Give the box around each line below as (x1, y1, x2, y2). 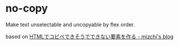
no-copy (5, 2, 48, 15)
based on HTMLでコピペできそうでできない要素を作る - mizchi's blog (5, 33, 174, 40)
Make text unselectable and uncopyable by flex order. (5, 21, 135, 28)
